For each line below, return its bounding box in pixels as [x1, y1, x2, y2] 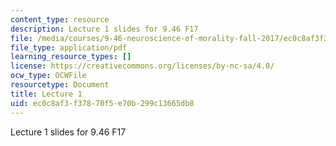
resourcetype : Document [10, 80, 110, 90]
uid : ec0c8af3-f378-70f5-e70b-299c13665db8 [10, 98, 195, 108]
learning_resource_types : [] [10, 52, 132, 62]
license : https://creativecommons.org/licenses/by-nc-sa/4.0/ [10, 61, 275, 71]
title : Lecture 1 [10, 89, 83, 99]
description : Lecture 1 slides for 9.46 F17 [10, 24, 199, 34]
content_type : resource [10, 14, 110, 25]
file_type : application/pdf [10, 42, 128, 53]
